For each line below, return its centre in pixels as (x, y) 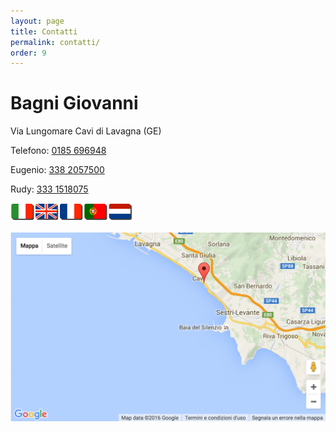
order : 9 (28, 53)
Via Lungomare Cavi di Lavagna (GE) (86, 131)
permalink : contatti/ (55, 42)
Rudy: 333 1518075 (49, 189)
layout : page (37, 21)
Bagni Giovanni (74, 103)
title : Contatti (44, 31)
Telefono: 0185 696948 (58, 151)
